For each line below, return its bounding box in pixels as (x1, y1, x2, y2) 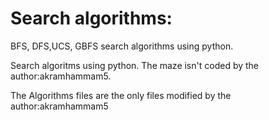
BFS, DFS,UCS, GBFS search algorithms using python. (10, 40, 234, 52)
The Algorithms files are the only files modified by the (10, 89, 232, 101)
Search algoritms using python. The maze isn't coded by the (10, 59, 260, 71)
